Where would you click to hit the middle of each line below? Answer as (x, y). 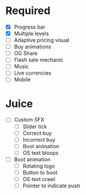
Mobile (22, 79)
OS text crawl (39, 179)
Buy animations (32, 47)
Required (28, 11)
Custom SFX (29, 120)
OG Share (26, 53)
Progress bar (30, 27)
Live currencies (32, 73)
